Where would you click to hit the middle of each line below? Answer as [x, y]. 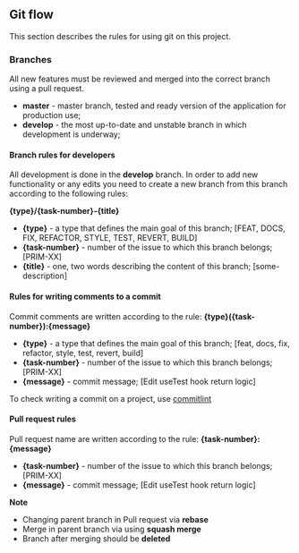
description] [45, 276]
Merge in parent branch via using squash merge [111, 529]
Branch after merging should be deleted [96, 538]
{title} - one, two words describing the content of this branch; [137, 267]
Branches [30, 59]
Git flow [31, 15]
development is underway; [71, 134]
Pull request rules [43, 419]
